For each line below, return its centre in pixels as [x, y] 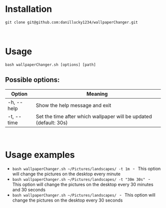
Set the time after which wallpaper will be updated [94, 116]
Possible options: [33, 80]
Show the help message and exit [73, 105]
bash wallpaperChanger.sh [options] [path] [51, 65]
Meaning [97, 94]
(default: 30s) [52, 122]
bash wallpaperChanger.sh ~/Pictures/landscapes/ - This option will [84, 195]
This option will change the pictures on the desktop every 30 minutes [83, 184]
